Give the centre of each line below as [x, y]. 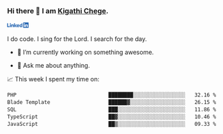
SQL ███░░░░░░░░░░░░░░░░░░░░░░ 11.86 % [111, 110]
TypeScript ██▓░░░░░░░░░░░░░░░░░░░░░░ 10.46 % [111, 117]
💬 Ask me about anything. [54, 66]
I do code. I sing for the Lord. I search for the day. [77, 39]
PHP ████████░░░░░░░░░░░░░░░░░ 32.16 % [111, 95]
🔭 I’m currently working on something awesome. [85, 52]
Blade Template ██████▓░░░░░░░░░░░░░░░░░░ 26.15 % [111, 103]
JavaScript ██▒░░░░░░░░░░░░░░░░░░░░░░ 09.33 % [111, 124]
